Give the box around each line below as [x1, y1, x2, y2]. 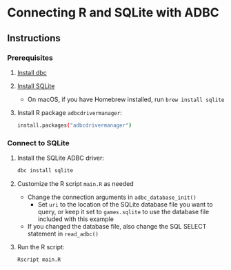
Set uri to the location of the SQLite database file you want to [37, 200, 213, 208]
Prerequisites [7, 53, 53, 63]
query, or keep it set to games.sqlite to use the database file [37, 207, 210, 216]
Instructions [7, 32, 61, 44]
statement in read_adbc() [27, 229, 99, 238]
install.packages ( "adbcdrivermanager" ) [17, 122, 132, 129]
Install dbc [17, 68, 47, 76]
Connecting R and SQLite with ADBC [7, 5, 219, 21]
